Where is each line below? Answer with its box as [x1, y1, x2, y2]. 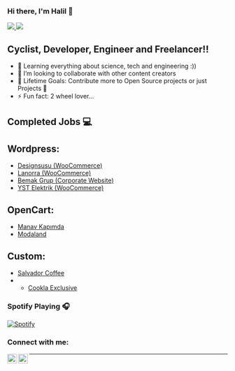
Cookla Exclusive [27, 283, 78, 292]
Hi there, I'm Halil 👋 [7, 6, 73, 16]
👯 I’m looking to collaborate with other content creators [17, 69, 176, 78]
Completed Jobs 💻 [7, 115, 92, 128]
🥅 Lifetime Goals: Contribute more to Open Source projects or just [17, 77, 208, 85]
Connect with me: [7, 337, 69, 347]
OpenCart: [7, 204, 55, 216]
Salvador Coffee [17, 268, 65, 277]
